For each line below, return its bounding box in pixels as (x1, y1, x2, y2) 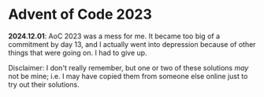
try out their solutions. (8, 80, 80, 89)
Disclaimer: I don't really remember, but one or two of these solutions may (8, 63, 249, 72)
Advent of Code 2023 (8, 5, 152, 23)
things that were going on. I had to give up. (8, 48, 147, 57)
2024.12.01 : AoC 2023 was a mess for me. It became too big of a (8, 31, 221, 41)
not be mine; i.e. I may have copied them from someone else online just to (8, 71, 248, 81)
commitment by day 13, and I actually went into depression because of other (8, 39, 256, 48)
